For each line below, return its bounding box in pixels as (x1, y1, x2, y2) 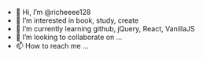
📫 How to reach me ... (15, 42, 89, 50)
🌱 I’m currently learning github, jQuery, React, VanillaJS (15, 24, 195, 33)
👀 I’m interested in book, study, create (15, 16, 139, 25)
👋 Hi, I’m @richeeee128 (15, 8, 91, 16)
